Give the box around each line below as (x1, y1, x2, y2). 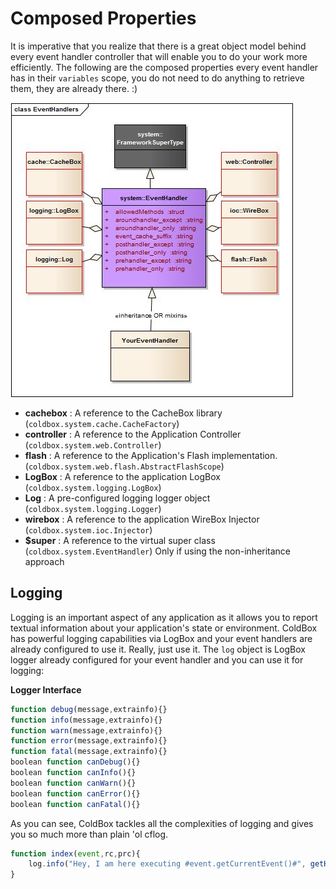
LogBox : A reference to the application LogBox (24, 470, 221, 482)
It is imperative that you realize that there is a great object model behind (10, 40, 307, 52)
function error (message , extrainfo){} (10, 736, 168, 746)
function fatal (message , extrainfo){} (10, 747, 168, 757)
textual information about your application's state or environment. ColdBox (10, 622, 318, 634)
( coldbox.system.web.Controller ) (24, 438, 162, 451)
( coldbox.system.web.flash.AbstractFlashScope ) (24, 460, 225, 472)
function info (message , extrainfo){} (10, 715, 163, 725)
